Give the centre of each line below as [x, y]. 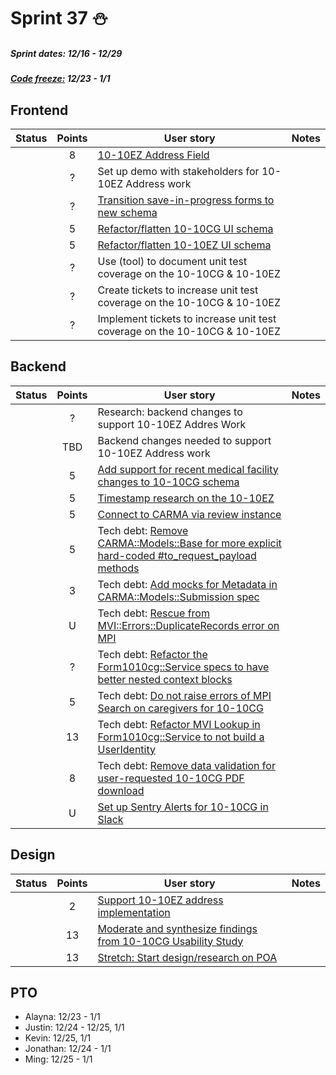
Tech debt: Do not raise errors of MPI [184, 695]
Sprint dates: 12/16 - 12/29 [66, 53]
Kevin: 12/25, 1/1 [58, 1038]
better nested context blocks [165, 679]
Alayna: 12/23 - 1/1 [62, 1017]
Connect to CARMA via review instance [189, 514]
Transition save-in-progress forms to [186, 200]
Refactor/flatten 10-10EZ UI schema [184, 245]
